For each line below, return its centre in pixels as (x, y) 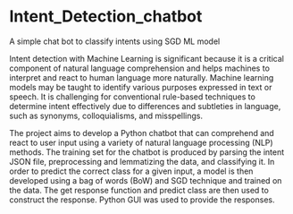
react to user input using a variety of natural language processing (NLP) (142, 142)
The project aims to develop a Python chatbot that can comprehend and (142, 133)
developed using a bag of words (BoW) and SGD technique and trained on (146, 180)
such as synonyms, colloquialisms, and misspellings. (106, 116)
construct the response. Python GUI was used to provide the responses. (142, 200)
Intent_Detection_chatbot (106, 17)
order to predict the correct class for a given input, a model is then (131, 171)
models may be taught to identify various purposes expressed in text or (141, 87)
